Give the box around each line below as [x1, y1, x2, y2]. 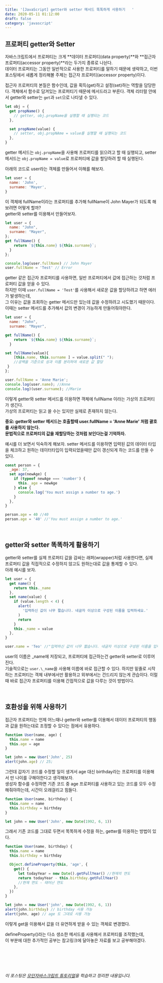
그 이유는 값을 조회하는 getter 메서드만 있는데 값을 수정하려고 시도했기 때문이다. [5, 299, 155, 305]
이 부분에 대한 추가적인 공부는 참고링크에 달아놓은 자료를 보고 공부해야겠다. [5, 937, 147, 943]
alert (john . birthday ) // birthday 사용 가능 [5, 907, 93, 912]
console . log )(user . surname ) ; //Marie [5, 386, 81, 392]
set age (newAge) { [9, 472, 47, 477]
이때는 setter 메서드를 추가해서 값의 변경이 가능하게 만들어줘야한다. [5, 305, 132, 311]
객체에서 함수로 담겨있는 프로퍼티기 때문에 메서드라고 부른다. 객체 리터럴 [11, 89, 147, 94]
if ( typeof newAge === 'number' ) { [14, 476, 86, 482]
